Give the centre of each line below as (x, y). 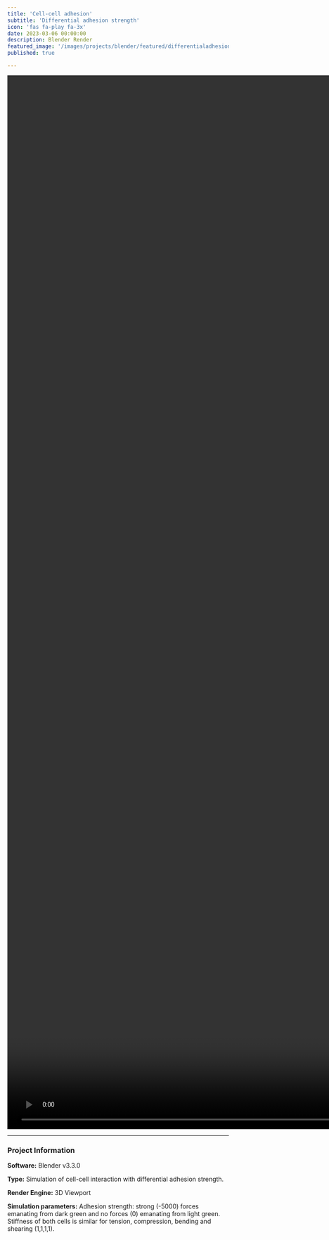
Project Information (41, 1150)
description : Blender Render (50, 40)
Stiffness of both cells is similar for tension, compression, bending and (109, 1221)
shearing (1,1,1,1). (31, 1229)
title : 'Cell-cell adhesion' (50, 14)
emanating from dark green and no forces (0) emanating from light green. (114, 1214)
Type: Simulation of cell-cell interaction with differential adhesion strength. (116, 1179)
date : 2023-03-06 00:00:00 (47, 33)
